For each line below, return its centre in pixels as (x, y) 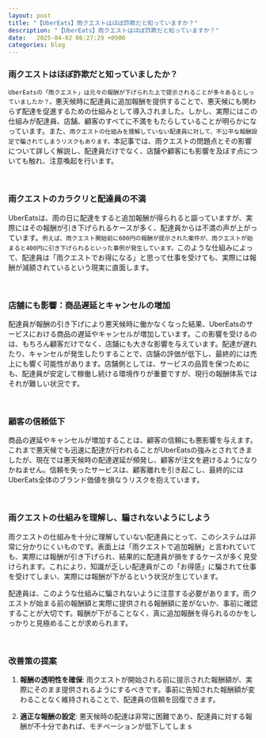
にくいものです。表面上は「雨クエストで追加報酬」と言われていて (149, 546)
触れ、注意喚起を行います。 (73, 161)
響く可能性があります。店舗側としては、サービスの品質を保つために (139, 364)
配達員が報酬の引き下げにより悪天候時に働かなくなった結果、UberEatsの (127, 324)
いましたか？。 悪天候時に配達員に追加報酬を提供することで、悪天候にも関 (131, 102)
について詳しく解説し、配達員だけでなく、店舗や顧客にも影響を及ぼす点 (126, 151)
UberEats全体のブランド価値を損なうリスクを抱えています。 (106, 480)
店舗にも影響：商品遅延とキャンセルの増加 (89, 305)
